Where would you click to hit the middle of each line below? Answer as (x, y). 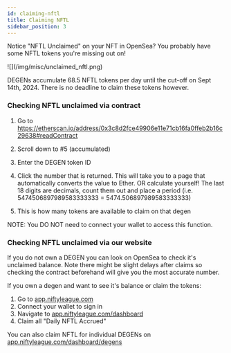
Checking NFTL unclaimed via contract (74, 106)
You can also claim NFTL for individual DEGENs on (79, 334)
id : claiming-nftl (34, 13)
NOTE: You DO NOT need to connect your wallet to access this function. (110, 224)
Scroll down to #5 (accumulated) (64, 149)
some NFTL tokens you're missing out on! (66, 53)
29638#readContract (47, 135)
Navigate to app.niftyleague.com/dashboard (80, 314)
